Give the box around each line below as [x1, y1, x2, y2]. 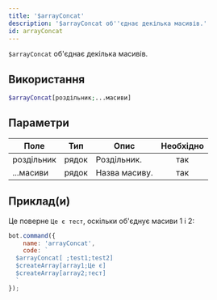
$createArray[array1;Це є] [15, 262, 106, 270]
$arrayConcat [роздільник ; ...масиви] [8, 94, 131, 102]
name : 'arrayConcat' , [23, 239, 95, 247]
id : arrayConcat [8, 27, 63, 35]
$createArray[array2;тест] [15, 269, 106, 277]
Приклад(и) [8, 195, 71, 209]
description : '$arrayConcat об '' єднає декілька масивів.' [8, 19, 207, 27]
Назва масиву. [95, 167, 153, 178]
